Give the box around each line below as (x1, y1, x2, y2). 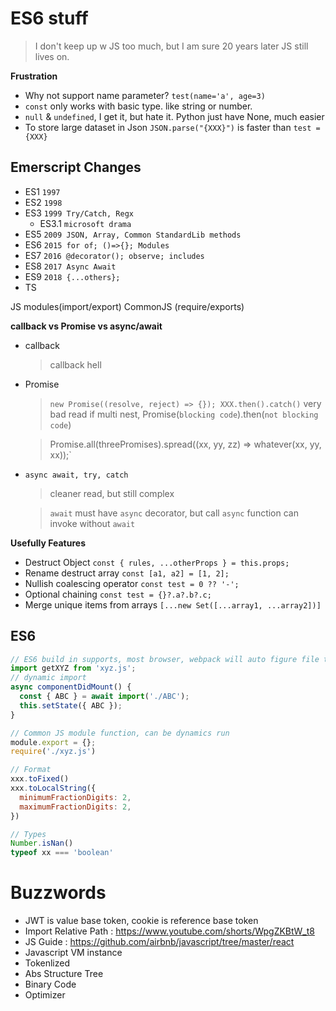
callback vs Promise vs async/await (10, 320, 163, 332)
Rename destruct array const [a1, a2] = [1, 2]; (24, 567, 230, 579)
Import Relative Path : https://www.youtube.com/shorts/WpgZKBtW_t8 (24, 925, 315, 937)
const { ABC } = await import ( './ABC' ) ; (19, 692, 190, 702)
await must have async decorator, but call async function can (49, 507, 299, 519)
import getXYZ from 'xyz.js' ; (10, 663, 137, 674)
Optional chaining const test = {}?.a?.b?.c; (24, 588, 212, 600)
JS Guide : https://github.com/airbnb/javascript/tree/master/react (24, 936, 295, 948)
